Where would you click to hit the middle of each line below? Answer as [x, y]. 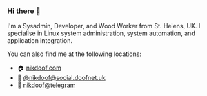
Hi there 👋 [24, 11]
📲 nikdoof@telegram [46, 85]
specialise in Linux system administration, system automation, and [101, 33]
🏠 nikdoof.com [39, 68]
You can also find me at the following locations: [74, 54]
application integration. [40, 41]
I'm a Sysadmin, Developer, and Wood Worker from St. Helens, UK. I [104, 26]
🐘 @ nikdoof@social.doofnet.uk [61, 78]
